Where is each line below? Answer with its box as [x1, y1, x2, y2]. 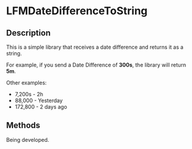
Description [6, 28, 51, 38]
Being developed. [6, 136, 49, 143]
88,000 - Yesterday [14, 97, 63, 104]
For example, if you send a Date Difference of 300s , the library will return [6, 61, 187, 68]
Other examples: [6, 79, 47, 86]
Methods [6, 121, 41, 131]
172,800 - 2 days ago [14, 103, 67, 110]
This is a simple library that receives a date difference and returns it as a [6, 43, 184, 50]
